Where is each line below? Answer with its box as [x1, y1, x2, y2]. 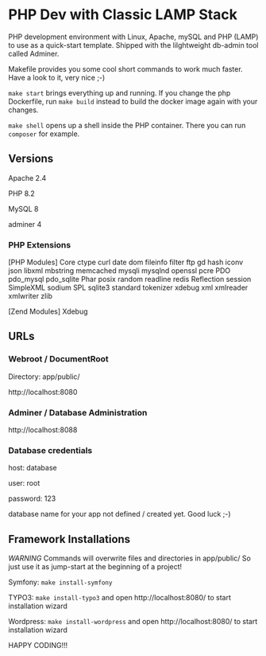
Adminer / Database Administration [8, 407, 148, 418]
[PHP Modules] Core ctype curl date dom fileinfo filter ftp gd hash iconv [8, 257, 244, 267]
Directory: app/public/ [8, 372, 81, 381]
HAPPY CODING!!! [8, 641, 68, 650]
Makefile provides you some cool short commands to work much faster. [8, 64, 244, 73]
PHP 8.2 [8, 189, 36, 198]
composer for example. [8, 129, 80, 139]
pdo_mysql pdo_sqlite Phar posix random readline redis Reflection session [8, 275, 252, 284]
